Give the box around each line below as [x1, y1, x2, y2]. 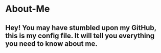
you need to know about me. [5, 39, 98, 48]
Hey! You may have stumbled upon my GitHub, [5, 23, 157, 32]
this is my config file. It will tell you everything [5, 31, 155, 40]
